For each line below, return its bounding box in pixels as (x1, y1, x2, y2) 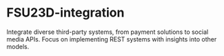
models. (6, 42, 30, 50)
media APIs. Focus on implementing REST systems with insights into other (6, 35, 217, 43)
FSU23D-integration (6, 5, 125, 21)
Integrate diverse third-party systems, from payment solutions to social (6, 28, 209, 36)
